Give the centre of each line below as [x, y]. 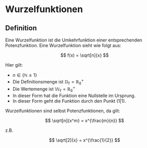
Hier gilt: [14, 65]
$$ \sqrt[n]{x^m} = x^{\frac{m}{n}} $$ [85, 120]
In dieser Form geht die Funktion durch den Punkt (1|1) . [69, 101]
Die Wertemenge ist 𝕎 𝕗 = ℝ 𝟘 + [44, 89]
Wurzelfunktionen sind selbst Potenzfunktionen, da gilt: [63, 111]
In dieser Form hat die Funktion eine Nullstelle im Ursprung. [74, 95]
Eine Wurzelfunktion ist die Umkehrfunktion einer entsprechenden [74, 40]
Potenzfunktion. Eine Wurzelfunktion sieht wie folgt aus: [63, 45]
